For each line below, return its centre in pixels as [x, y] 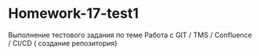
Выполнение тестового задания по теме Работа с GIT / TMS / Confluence [130, 35]
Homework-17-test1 [74, 14]
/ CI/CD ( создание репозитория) [63, 43]
